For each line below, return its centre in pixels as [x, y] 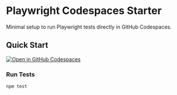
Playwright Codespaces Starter [84, 11]
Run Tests [20, 74]
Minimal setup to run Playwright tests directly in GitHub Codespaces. [89, 27]
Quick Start [27, 45]
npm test [17, 87]
